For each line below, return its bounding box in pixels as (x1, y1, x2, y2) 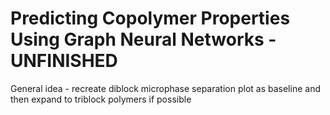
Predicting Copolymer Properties (10, 7, 291, 30)
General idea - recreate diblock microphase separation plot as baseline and (10, 82, 321, 94)
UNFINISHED (10, 50, 118, 72)
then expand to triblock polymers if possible (10, 93, 192, 105)
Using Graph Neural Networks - (10, 28, 277, 51)
